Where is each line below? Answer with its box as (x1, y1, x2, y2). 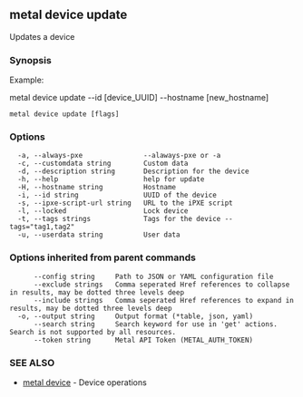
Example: (9, 74, 44, 85)
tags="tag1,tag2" (9, 222, 75, 232)
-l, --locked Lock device (17, 207, 189, 216)
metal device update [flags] (9, 110, 120, 119)
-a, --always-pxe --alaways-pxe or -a (17, 151, 221, 160)
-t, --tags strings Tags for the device (17, 215, 221, 224)
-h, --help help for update (17, 175, 205, 184)
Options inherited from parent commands (9, 251, 197, 264)
